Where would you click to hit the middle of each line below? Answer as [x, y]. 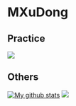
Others [23, 77]
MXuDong [38, 12]
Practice [26, 39]
